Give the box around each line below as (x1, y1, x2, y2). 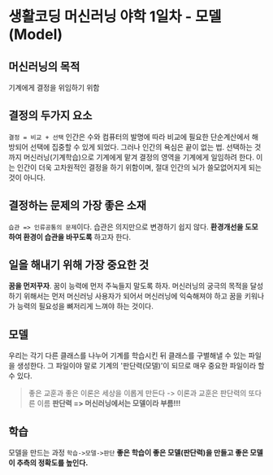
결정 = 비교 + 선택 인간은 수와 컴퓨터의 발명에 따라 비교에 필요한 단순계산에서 (8, 132, 250, 142)
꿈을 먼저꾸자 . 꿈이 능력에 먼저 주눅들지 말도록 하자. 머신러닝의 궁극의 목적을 (8, 281, 249, 291)
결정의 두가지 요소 (8, 109, 93, 123)
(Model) (8, 25, 63, 44)
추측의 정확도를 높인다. (16, 458, 89, 468)
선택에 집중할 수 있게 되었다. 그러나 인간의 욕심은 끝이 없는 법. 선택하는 (29, 142, 253, 151)
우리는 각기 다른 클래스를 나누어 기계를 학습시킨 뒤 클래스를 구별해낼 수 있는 (8, 351, 247, 360)
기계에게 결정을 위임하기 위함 (8, 83, 100, 92)
